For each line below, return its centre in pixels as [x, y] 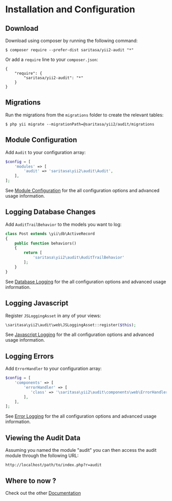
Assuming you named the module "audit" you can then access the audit [81, 450]
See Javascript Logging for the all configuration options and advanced [80, 335]
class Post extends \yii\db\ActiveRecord [50, 234]
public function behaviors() [46, 243]
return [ [33, 253]
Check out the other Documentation [43, 493]
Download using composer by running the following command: [72, 40]
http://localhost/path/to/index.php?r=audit [53, 465]
